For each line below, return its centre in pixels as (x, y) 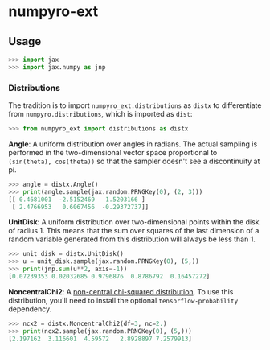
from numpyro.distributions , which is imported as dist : (100, 114)
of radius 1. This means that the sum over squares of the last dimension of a (134, 231)
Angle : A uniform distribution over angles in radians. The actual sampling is (133, 144)
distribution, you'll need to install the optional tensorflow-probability (123, 300)
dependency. (30, 309)
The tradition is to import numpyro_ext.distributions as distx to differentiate (135, 105)
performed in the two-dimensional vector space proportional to (113, 152)
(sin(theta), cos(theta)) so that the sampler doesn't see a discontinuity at (134, 161)
